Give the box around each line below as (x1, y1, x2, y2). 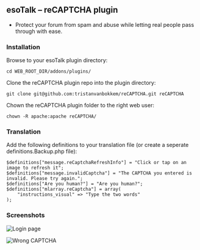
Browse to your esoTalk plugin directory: (6, 57, 108, 64)
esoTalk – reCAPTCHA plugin (6, 5, 118, 15)
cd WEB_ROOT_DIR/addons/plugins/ (6, 68, 91, 75)
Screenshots (6, 211, 45, 220)
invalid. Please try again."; (6, 176, 84, 182)
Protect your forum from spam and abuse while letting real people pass (15, 21, 195, 28)
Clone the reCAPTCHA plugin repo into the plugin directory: (6, 79, 156, 87)
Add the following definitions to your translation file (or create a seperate (6, 141, 189, 149)
